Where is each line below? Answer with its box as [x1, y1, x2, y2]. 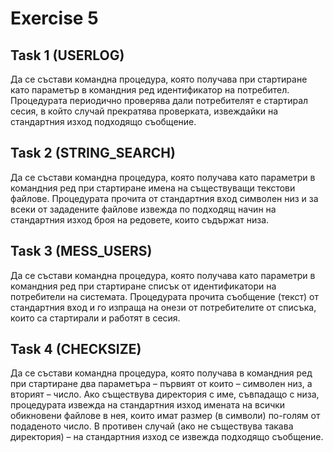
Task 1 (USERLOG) [10, 47, 125, 64]
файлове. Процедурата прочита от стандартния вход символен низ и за [10, 192, 319, 204]
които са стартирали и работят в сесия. [10, 312, 181, 324]
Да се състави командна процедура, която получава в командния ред [10, 367, 313, 379]
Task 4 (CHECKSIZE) [10, 341, 142, 358]
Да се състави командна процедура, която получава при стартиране [10, 73, 308, 85]
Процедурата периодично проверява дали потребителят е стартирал [10, 95, 309, 106]
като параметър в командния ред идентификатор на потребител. [10, 84, 290, 96]
